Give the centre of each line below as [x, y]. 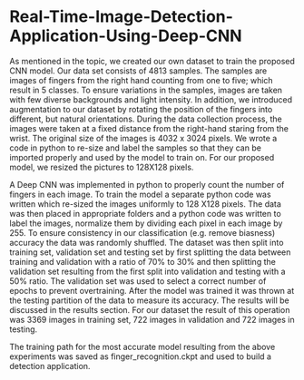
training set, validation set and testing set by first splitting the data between [150, 252]
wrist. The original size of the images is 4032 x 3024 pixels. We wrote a [143, 138]
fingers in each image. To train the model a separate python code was [140, 194]
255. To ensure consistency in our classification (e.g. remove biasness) [142, 232]
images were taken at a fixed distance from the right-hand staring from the [149, 128]
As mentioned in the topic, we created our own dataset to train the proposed [152, 61]
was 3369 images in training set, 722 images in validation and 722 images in [152, 319]
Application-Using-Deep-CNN [126, 36]
